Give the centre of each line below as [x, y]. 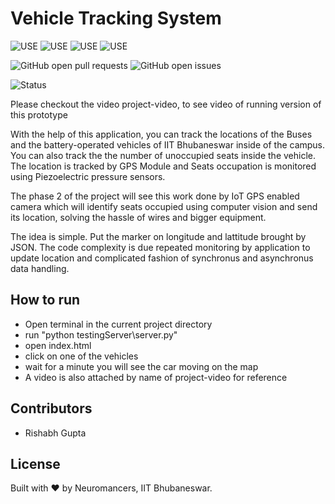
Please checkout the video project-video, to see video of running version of [166, 104]
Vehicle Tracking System [116, 18]
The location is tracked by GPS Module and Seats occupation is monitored [163, 166]
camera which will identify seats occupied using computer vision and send [164, 206]
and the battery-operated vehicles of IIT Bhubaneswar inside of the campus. [168, 144]
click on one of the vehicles [81, 356]
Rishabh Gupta [55, 433]
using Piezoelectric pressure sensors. [88, 176]
